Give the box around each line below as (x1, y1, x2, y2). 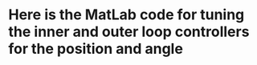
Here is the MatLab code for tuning (8, 6, 245, 24)
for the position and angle (8, 40, 183, 58)
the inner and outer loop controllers (8, 22, 250, 41)
